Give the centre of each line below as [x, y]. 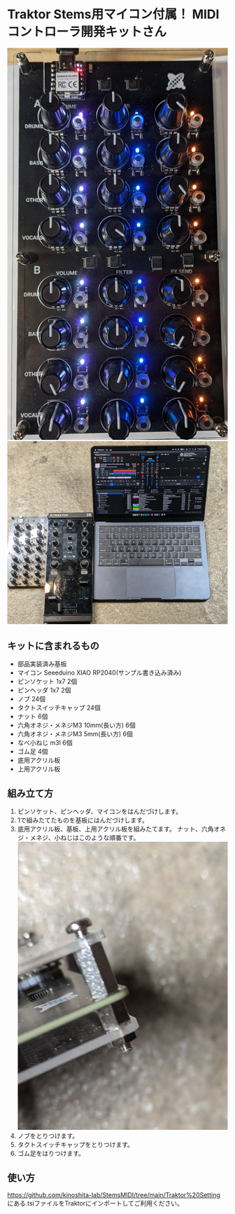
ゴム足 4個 [33, 752]
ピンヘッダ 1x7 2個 [44, 690]
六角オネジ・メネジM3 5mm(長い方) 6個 [75, 734]
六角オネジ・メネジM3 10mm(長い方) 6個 [76, 725]
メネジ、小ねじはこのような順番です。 [85, 838]
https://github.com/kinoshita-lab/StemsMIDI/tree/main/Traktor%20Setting [114, 1195]
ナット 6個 [33, 717]
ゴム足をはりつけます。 [51, 1154]
